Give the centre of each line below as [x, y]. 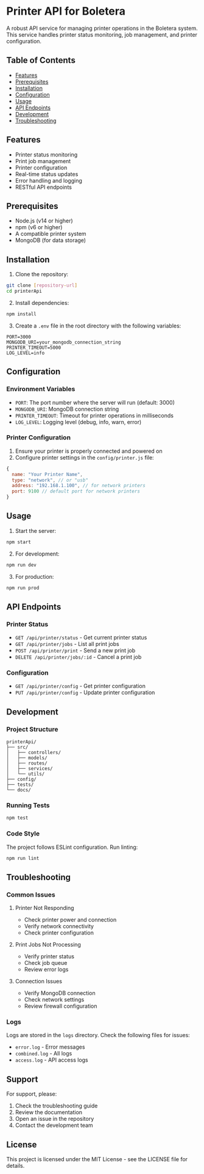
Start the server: [36, 530]
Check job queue [46, 963]
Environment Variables [41, 389]
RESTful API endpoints [43, 187]
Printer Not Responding [44, 908]
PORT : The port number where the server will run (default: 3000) [95, 402]
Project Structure [32, 729]
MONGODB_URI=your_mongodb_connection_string [64, 342]
